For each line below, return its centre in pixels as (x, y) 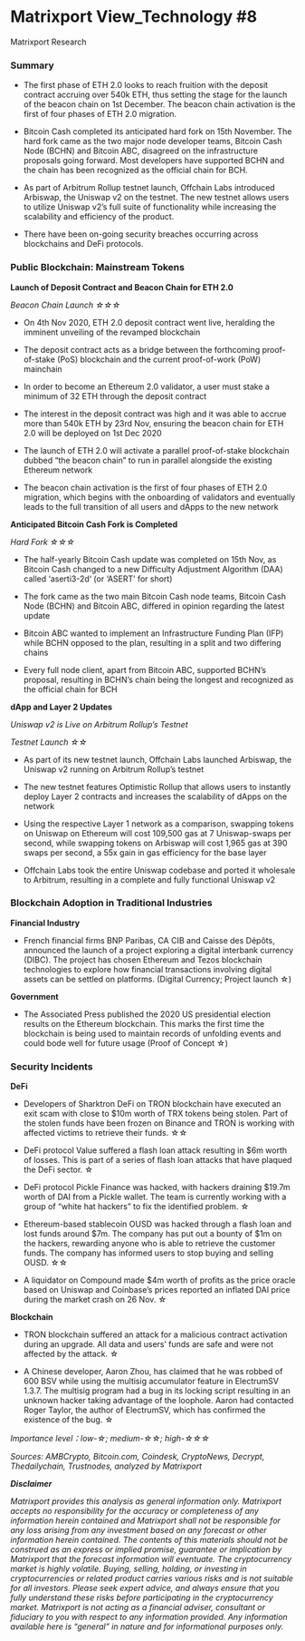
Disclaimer (31, 1484)
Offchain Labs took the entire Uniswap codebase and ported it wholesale (159, 870)
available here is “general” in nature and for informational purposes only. (147, 1626)
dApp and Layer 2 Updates (61, 707)
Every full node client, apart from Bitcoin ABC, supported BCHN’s (144, 669)
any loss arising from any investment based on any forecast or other (138, 1530)
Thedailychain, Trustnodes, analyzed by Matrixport (106, 1466)
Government (34, 996)
